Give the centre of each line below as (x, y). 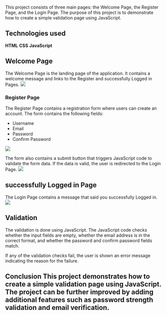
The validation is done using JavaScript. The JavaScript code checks (76, 230)
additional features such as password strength (79, 300)
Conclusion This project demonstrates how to (78, 276)
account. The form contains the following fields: (54, 113)
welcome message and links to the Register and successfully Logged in (79, 78)
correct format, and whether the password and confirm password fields (79, 240)
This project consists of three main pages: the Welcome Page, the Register (82, 7)
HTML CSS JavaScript (29, 45)
